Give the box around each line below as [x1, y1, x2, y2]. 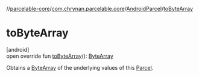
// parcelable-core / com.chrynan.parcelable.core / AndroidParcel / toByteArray [6, 5, 194, 12]
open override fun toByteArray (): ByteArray [6, 52, 113, 60]
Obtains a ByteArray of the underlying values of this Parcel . [6, 64, 154, 71]
